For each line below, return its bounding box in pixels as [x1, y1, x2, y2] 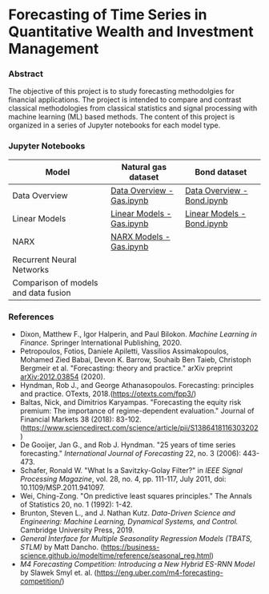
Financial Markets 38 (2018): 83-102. [19, 414, 142, 424]
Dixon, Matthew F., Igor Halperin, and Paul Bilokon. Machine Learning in [19, 329, 258, 339]
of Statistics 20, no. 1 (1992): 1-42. [19, 499, 134, 510]
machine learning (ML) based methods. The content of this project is [8, 112, 235, 122]
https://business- [102, 543, 160, 552]
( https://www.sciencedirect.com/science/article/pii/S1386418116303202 [19, 423, 259, 433]
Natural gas [121, 161, 167, 172]
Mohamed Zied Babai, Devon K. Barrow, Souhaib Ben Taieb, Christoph [19, 355, 251, 365]
